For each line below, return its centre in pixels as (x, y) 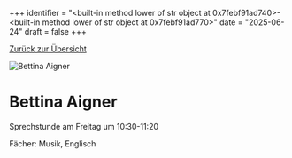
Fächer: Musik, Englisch (53, 143)
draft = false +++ (55, 32)
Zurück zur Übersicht (48, 49)
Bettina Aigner (63, 102)
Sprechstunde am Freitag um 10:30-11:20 (84, 126)
